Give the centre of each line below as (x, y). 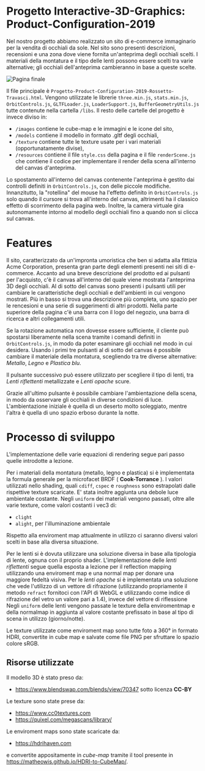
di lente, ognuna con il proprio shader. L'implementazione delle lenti (91, 560)
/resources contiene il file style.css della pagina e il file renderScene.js (105, 155)
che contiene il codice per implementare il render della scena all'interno (105, 161)
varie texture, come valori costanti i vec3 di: (61, 505)
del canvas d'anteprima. (46, 168)
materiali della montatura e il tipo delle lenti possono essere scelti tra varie (100, 61)
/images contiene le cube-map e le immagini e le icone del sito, (95, 128)
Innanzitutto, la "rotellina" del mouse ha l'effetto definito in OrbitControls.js (102, 192)
